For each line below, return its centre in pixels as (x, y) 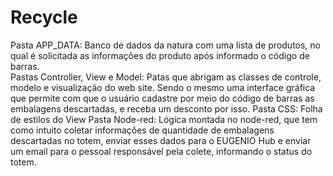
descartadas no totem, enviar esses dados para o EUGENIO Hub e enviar (161, 140)
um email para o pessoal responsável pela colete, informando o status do (161, 151)
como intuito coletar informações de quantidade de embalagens (142, 130)
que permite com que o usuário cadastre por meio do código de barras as (162, 98)
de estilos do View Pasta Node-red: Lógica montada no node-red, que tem (164, 119)
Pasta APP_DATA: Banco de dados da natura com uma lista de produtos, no (166, 45)
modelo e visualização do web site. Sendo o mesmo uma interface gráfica (163, 87)
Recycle (44, 17)
